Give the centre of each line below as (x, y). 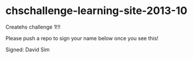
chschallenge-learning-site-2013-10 (97, 11)
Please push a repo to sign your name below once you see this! (82, 38)
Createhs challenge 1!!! (33, 27)
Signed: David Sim (28, 49)
